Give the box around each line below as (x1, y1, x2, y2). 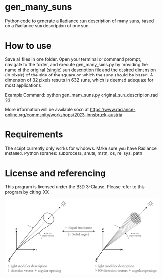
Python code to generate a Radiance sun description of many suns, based (5, 18, 154, 24)
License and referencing (5, 168, 106, 178)
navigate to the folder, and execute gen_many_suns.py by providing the (5, 61, 148, 67)
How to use (5, 40, 52, 51)
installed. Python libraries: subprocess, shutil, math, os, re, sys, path (5, 150, 143, 156)
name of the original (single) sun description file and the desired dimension (5, 67, 156, 73)
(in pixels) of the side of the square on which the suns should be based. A (5, 72, 154, 77)
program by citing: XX (5, 189, 49, 195)
